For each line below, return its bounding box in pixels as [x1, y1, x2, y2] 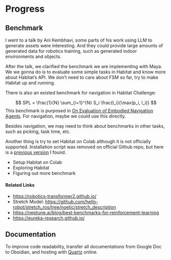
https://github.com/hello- [45, 198, 98, 205]
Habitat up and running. [5, 80, 55, 86]
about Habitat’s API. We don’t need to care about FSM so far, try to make [5, 74, 159, 80]
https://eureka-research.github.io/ [12, 215, 85, 221]
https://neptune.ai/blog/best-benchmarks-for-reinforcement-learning [12, 210, 159, 216]
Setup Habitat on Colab [12, 159, 62, 165]
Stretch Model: [12, 198, 45, 205]
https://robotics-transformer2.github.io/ [12, 193, 97, 199]
